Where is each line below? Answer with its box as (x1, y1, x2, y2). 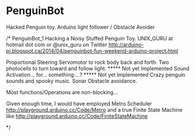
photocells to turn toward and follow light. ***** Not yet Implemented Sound (6, 64, 190, 72)
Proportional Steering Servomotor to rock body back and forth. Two (6, 59, 169, 66)
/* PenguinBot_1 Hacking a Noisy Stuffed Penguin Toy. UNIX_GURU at (6, 35, 173, 42)
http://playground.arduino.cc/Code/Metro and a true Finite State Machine (6, 106, 183, 113)
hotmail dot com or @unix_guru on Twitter (6, 41, 107, 48)
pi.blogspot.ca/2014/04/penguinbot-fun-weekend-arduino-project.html (6, 47, 179, 54)
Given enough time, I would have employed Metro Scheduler (6, 100, 152, 107)
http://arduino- (108, 41, 145, 48)
